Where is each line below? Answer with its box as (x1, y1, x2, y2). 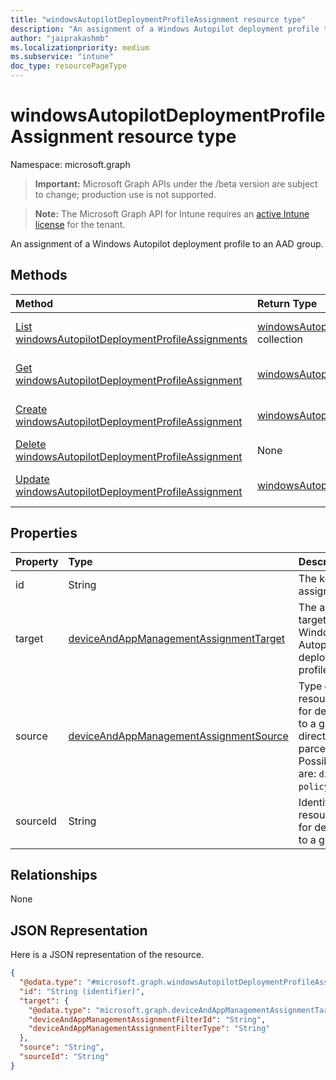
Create (15, 402, 48, 416)
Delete (15, 437, 47, 451)
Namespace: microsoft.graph (10, 158, 131, 170)
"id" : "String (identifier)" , (19, 986, 145, 996)
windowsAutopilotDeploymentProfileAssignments (15, 332, 248, 346)
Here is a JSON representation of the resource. (10, 949, 205, 961)
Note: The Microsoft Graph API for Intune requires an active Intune (34, 207, 310, 220)
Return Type (256, 296, 318, 310)
